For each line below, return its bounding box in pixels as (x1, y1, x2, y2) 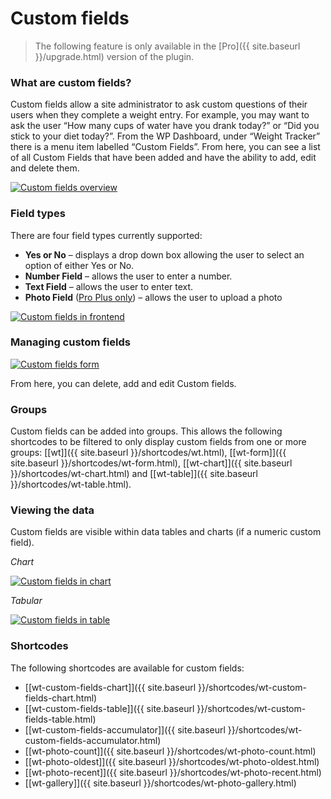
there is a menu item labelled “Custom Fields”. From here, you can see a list (10, 141, 321, 153)
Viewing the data (10, 503, 95, 517)
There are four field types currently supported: (10, 229, 203, 241)
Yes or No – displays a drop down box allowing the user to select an (24, 248, 305, 261)
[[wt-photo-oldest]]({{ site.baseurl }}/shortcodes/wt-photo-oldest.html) (24, 755, 320, 767)
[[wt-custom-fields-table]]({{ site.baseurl (24, 702, 195, 714)
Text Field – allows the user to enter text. (24, 280, 194, 292)
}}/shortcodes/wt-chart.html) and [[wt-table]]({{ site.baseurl (10, 468, 258, 480)
